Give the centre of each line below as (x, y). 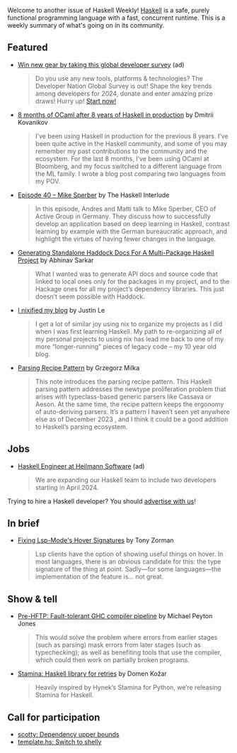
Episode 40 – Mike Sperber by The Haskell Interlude (93, 195)
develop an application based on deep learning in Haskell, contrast (132, 223)
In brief (24, 524)
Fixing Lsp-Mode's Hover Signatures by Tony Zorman (96, 540)
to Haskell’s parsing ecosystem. (81, 426)
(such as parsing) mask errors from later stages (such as (118, 645)
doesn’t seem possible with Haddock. (90, 296)
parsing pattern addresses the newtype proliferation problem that (131, 389)
